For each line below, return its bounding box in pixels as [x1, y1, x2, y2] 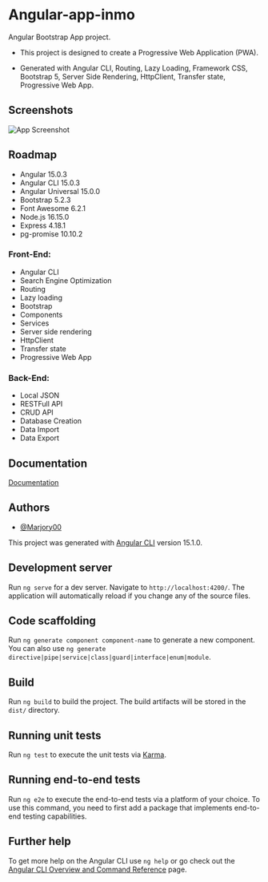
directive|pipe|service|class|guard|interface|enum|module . [8, 652, 211, 662]
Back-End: [8, 372, 50, 383]
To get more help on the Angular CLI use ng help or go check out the [8, 856, 235, 865]
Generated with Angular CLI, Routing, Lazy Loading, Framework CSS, [19, 63, 248, 73]
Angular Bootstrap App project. [8, 32, 111, 42]
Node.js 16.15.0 [19, 212, 70, 221]
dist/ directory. [8, 706, 60, 715]
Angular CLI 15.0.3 [19, 178, 80, 188]
